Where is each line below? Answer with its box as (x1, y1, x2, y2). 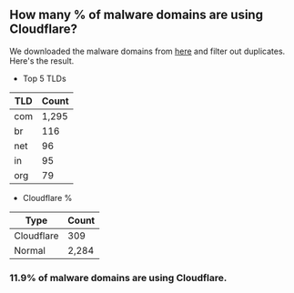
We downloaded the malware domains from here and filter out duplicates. (9, 45, 286, 56)
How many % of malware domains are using (9, 7, 264, 23)
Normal (14, 244, 46, 257)
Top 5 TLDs (22, 73, 66, 84)
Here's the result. (9, 55, 75, 66)
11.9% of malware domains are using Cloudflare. (9, 271, 228, 284)
